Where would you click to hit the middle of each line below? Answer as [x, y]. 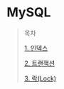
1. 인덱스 [36, 48]
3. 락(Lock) [40, 78]
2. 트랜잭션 [39, 63]
